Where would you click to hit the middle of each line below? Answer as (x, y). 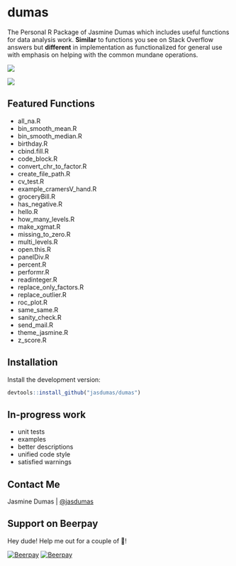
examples (32, 439)
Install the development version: (54, 379)
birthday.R (33, 144)
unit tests (31, 432)
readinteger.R (38, 279)
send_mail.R (35, 325)
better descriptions (45, 447)
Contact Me (34, 484)
